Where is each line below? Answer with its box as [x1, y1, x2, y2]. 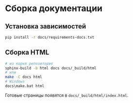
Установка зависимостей [5, 22, 86, 30]
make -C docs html [5, 74, 42, 80]
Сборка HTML [5, 48, 50, 57]
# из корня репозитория [5, 61, 53, 66]
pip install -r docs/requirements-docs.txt [5, 35, 95, 40]
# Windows [5, 79, 25, 84]
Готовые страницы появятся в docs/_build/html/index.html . [5, 92, 129, 98]
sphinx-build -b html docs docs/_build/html [5, 66, 97, 71]
